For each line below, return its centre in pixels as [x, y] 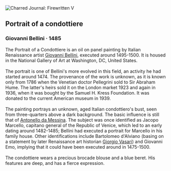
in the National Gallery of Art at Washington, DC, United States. [71, 60]
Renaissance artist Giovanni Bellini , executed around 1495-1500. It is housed [86, 55]
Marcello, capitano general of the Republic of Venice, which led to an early [84, 125]
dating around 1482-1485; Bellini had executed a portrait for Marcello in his [84, 131]
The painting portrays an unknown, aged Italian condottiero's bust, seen [81, 109]
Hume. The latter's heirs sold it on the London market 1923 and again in [80, 87]
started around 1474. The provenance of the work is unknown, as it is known [86, 76]
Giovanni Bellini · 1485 [33, 39]
